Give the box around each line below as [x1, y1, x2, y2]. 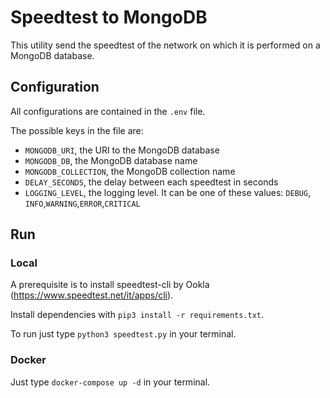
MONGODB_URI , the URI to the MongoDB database [24, 144, 220, 156]
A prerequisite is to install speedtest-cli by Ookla [10, 279, 210, 291]
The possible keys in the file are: [10, 124, 144, 136]
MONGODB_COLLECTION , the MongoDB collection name [24, 165, 236, 177]
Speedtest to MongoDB [10, 6, 208, 29]
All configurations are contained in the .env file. [10, 105, 206, 117]
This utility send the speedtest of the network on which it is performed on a [10, 39, 321, 51]
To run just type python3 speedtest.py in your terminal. [10, 328, 237, 340]
